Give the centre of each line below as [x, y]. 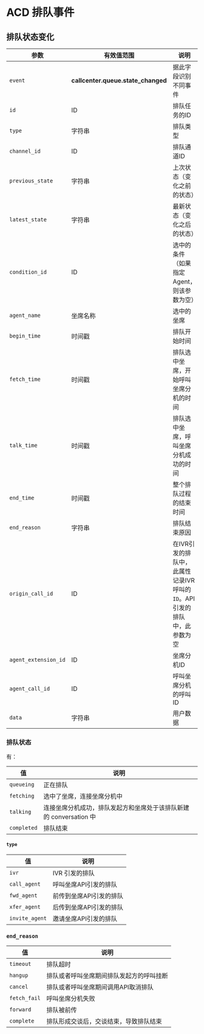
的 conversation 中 [70, 817]
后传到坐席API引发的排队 [88, 907]
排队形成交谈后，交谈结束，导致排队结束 [104, 1021]
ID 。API [184, 599]
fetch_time [25, 379]
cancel [19, 987]
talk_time [23, 446]
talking [20, 812]
